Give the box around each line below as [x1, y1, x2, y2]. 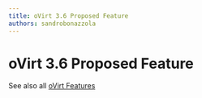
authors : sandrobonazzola [8, 19, 96, 28]
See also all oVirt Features [8, 81, 96, 91]
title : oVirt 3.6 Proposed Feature [8, 11, 129, 20]
